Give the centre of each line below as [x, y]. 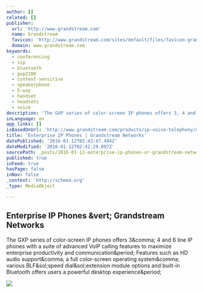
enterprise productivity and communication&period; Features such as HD [97, 253]
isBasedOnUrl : [24, 130]
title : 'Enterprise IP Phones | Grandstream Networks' [77, 136]
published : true [27, 158]
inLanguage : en [25, 118]
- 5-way [21, 91]
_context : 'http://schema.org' [46, 181]
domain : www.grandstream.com [48, 46]
